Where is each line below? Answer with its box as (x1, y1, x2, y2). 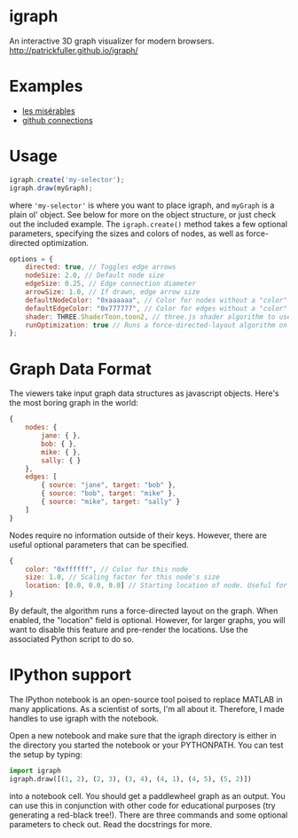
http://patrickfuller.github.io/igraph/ (9, 44, 139, 55)
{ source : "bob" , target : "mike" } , (41, 489, 176, 498)
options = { (9, 255, 53, 264)
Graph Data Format (9, 359, 153, 379)
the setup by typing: (9, 748, 82, 760)
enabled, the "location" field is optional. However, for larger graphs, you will (9, 615, 286, 625)
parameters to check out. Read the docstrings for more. (9, 818, 213, 829)
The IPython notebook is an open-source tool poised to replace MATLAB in (9, 694, 284, 705)
